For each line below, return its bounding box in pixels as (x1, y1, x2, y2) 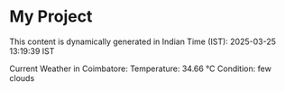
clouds (9, 72, 35, 83)
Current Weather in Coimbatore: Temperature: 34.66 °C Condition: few (9, 63, 272, 74)
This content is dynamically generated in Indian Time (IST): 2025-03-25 (9, 36, 277, 47)
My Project (9, 6, 93, 27)
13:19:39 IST (9, 45, 55, 56)
